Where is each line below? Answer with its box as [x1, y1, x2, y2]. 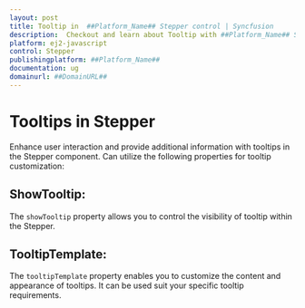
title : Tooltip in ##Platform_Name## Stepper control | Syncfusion [9, 22, 274, 31]
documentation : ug [9, 64, 79, 73]
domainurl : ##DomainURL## [9, 72, 107, 82]
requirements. [9, 290, 62, 301]
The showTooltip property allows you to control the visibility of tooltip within [9, 210, 293, 222]
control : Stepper [9, 47, 75, 56]
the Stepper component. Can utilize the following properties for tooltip [9, 150, 272, 161]
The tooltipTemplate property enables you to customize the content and [9, 271, 281, 282]
